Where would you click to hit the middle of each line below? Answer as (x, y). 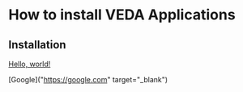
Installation (37, 45)
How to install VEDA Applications (122, 15)
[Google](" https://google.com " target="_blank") (88, 79)
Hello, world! (30, 64)
